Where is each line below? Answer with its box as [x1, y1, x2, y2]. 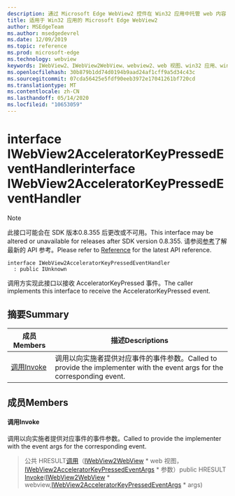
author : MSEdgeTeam [7, 23, 64, 30]
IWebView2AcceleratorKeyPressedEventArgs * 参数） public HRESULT [24, 465, 227, 474]
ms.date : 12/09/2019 [7, 36, 68, 43]
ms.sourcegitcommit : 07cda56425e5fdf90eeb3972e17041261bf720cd [7, 75, 196, 82]
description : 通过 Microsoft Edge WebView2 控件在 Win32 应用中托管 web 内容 [7, 10, 227, 17]
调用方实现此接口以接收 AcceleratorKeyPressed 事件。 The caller [7, 279, 194, 287]
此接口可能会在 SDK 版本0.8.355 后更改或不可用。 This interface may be [7, 228, 213, 236]
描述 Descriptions [111, 335, 169, 345]
